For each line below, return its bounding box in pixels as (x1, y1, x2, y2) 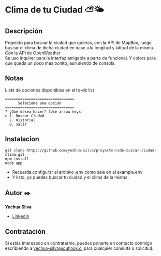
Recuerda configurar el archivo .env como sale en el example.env (12, 169, 143, 175)
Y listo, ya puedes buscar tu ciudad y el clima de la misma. (12, 174, 129, 180)
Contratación (5, 227, 46, 236)
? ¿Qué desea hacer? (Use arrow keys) (5, 109, 83, 114)
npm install (5, 156, 29, 161)
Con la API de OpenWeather (5, 50, 61, 56)
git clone (5, 148, 25, 153)
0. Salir (9, 122, 27, 127)
